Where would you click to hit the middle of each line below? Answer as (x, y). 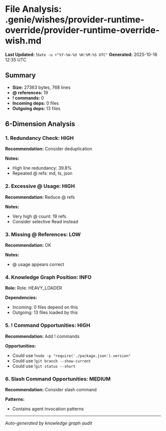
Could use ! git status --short (44, 366)
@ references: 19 (30, 92)
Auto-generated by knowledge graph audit (49, 423)
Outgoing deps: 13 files (36, 108)
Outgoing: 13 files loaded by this (45, 312)
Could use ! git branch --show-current (52, 361)
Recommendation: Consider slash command (51, 389)
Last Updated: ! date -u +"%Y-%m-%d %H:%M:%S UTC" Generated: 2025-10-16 (81, 54)
